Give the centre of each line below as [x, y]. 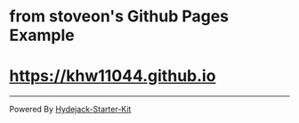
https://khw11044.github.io [113, 76]
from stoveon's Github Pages [119, 16]
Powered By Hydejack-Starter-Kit [70, 110]
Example [42, 35]
